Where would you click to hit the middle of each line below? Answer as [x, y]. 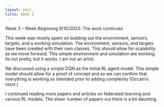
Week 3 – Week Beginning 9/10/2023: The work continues [64, 28]
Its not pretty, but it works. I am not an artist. [50, 59]
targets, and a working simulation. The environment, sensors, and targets [79, 43]
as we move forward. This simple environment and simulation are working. [81, 53]
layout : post [18, 10]
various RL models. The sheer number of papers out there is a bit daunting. [81, 99]
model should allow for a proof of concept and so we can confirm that [76, 73]
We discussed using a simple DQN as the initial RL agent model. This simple [82, 68]
